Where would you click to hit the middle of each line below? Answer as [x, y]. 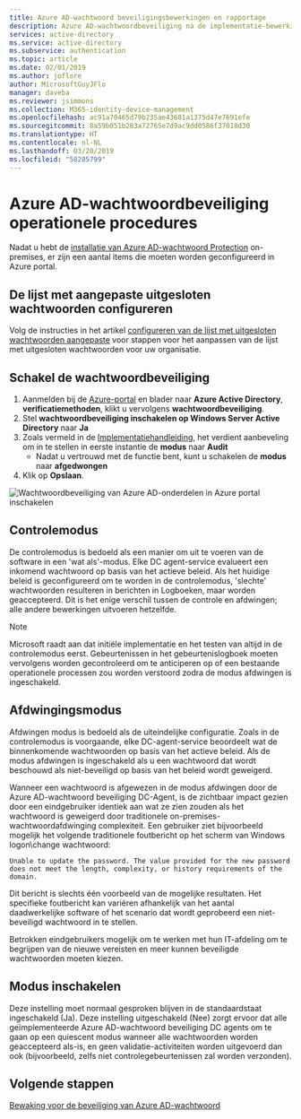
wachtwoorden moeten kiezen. [66, 958]
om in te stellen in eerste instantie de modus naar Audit [125, 447]
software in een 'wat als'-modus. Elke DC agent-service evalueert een [139, 561]
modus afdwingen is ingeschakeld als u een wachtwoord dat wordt [133, 760]
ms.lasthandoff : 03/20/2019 [62, 151]
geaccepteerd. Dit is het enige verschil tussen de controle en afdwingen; [143, 599]
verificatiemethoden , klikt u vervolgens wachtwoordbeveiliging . [143, 409]
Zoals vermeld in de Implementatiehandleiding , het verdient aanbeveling [155, 438]
